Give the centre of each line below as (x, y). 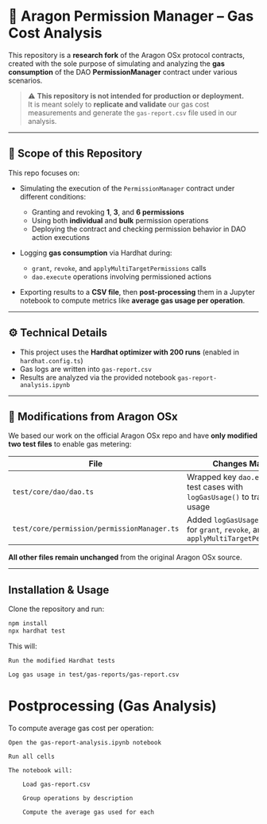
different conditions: (53, 196)
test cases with (215, 487)
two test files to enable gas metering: (70, 444)
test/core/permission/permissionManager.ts (96, 529)
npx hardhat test (37, 631)
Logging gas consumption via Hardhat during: (96, 253)
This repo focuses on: (44, 172)
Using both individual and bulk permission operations (120, 220)
